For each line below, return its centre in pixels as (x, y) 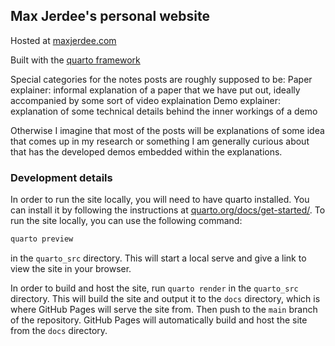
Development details (61, 177)
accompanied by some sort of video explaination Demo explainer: (146, 100)
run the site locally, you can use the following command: (126, 221)
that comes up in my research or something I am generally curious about (160, 141)
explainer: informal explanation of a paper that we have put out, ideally (155, 90)
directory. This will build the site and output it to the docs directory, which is (165, 298)
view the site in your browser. (71, 268)
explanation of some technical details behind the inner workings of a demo (164, 111)
